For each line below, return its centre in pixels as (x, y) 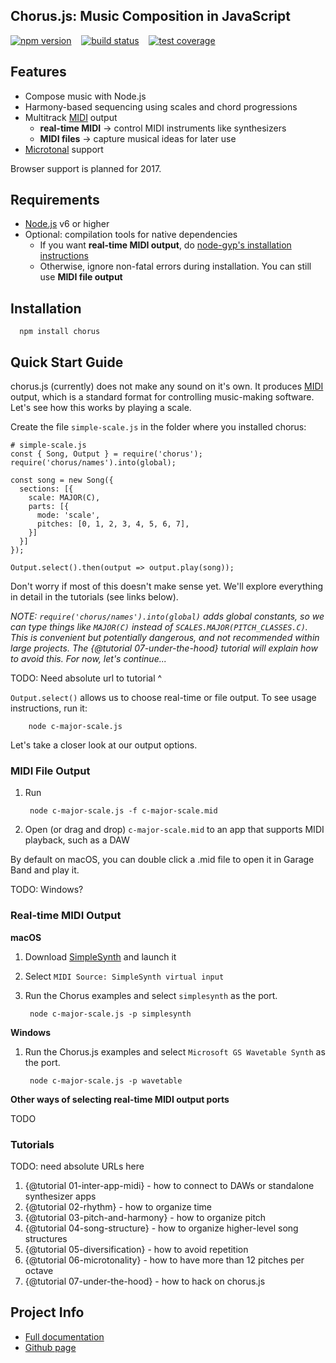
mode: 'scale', (68, 515)
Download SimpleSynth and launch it (100, 956)
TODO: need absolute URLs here (77, 1166)
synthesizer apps (60, 1196)
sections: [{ (46, 489)
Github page (50, 1347)
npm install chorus (60, 332)
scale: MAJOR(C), (64, 498)
